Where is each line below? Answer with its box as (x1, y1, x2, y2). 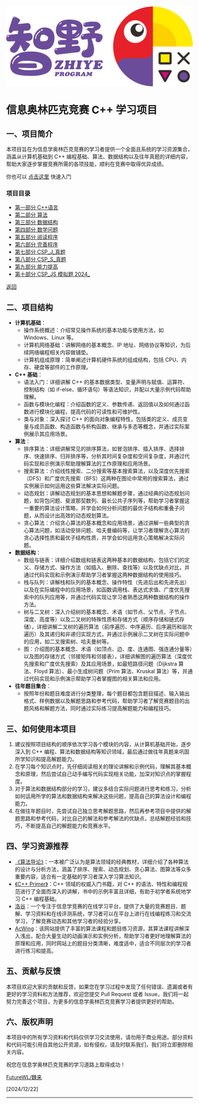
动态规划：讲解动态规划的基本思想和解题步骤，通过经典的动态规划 (23, 490, 185, 497)
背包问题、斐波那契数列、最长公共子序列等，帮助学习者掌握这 (39, 497, 190, 504)
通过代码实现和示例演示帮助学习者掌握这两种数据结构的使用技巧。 (23, 571, 185, 578)
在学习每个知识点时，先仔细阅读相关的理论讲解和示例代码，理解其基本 (14, 763, 187, 770)
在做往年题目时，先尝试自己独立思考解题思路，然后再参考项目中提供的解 (14, 807, 191, 815)
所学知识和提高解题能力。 (14, 756, 78, 762)
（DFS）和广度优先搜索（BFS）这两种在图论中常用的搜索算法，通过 (23, 475, 190, 482)
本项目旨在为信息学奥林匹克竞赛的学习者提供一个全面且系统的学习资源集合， (6, 146, 193, 153)
